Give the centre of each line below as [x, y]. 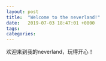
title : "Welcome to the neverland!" [53, 17]
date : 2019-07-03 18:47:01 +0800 [51, 23]
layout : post [22, 12]
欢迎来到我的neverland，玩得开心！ [50, 52]
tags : [13, 28]
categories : [21, 34]
